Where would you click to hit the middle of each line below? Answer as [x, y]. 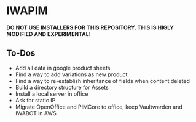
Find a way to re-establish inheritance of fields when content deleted [103, 81]
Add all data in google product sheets [63, 68]
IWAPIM [27, 11]
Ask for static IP [35, 100]
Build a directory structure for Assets [62, 87]
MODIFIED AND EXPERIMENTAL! [49, 34]
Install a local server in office [52, 94]
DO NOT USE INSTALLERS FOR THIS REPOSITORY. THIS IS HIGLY [90, 27]
